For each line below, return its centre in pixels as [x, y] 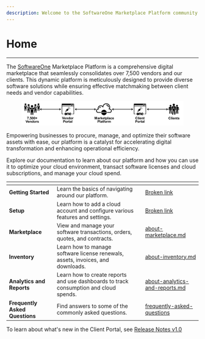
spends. [67, 294]
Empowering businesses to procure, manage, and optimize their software [99, 135]
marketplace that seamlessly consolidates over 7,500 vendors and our [95, 73]
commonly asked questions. [92, 313]
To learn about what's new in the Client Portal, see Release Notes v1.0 [94, 329]
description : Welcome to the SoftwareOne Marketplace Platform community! [103, 13]
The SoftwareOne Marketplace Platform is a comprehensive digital [90, 67]
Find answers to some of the [92, 306]
